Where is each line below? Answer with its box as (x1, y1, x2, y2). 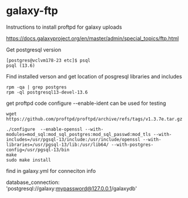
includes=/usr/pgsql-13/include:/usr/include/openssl (6, 136, 141, 142)
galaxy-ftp (6, 4, 58, 18)
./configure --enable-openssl (6, 126, 83, 132)
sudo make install (6, 157, 51, 163)
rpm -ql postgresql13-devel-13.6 (6, 89, 88, 95)
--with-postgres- (111, 142, 154, 148)
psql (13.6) (6, 63, 35, 69)
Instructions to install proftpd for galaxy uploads (6, 23, 122, 30)
